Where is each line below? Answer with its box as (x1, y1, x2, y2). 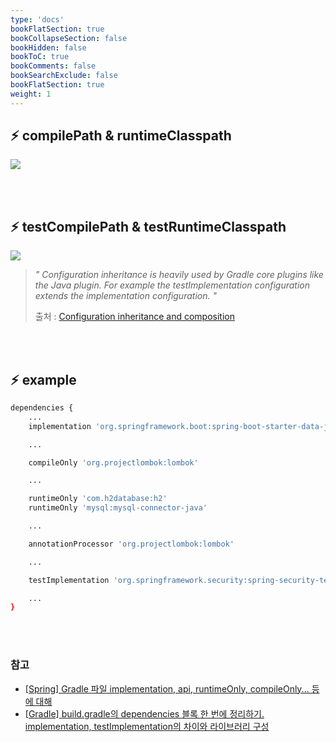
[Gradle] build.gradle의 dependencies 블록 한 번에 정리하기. (24, 707, 265, 720)
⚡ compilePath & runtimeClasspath (10, 127, 232, 145)
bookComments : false (10, 61, 97, 71)
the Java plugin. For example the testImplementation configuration (34, 279, 311, 291)
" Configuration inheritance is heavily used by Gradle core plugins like (34, 269, 324, 281)
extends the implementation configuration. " (34, 290, 217, 302)
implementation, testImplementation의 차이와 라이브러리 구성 (24, 720, 270, 732)
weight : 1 (10, 89, 52, 99)
